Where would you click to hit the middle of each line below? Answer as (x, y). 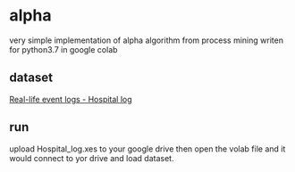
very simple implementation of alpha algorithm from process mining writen (147, 40)
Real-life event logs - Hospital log (71, 99)
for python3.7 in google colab (63, 49)
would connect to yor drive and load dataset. (92, 158)
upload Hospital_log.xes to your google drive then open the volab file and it (147, 149)
